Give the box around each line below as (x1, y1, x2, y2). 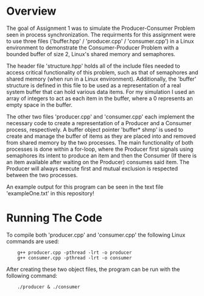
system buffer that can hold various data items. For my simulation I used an (6, 88, 195, 95)
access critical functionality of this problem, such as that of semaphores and (6, 68, 199, 76)
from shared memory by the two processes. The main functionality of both (6, 139, 194, 146)
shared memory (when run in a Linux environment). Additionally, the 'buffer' (6, 75, 197, 82)
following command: (6, 272, 58, 279)
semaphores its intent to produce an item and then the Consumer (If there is (6, 151, 197, 159)
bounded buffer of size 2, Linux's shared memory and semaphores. (6, 50, 175, 57)
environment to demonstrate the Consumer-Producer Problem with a (6, 44, 179, 51)
